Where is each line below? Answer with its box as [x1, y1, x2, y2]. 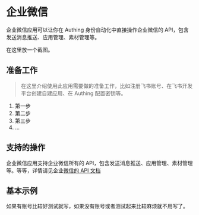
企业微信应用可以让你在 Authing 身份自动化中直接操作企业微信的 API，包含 [6, 26, 189, 33]
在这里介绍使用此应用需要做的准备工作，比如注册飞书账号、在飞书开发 [20, 82, 193, 89]
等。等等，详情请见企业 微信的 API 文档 [6, 167, 101, 174]
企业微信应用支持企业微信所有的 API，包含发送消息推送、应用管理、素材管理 [6, 159, 193, 166]
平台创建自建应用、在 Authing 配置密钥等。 [20, 90, 127, 97]
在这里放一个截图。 [6, 46, 53, 53]
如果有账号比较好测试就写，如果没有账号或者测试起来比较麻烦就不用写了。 [6, 203, 188, 210]
